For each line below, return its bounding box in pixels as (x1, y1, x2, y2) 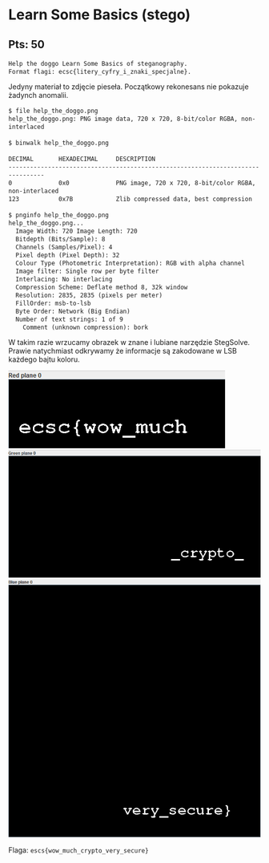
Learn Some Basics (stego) (8, 6, 191, 24)
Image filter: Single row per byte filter (15, 267, 159, 275)
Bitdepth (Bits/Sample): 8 (15, 235, 106, 243)
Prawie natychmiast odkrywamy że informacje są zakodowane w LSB (8, 346, 238, 355)
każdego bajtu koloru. (8, 355, 80, 364)
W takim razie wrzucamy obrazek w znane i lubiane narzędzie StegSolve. (8, 338, 251, 346)
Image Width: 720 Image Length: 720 (15, 227, 138, 235)
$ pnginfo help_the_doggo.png (8, 211, 110, 219)
